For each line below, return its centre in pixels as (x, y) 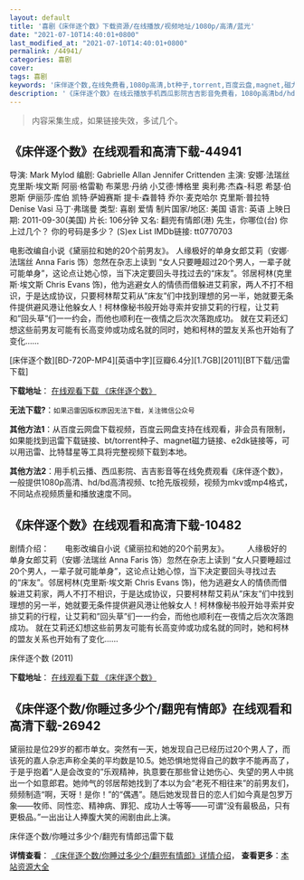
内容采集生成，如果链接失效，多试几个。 (107, 120)
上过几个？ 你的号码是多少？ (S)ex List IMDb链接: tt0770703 (121, 232)
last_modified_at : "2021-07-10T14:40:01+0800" (99, 43)
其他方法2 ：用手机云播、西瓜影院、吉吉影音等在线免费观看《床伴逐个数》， (148, 471)
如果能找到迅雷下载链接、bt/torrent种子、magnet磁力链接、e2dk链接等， (146, 440)
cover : (22, 69)
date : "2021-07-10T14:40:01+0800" (75, 34)
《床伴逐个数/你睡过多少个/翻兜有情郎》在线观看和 (151, 709)
